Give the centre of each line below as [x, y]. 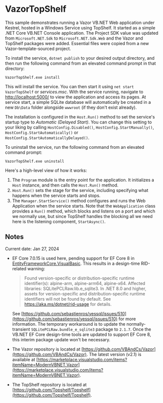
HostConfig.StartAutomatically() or [42, 132]
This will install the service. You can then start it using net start [70, 86]
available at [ [25, 359]
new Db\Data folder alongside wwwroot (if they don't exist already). [71, 107]
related [19, 268]
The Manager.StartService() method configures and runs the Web [79, 201]
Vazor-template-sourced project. [38, 48]
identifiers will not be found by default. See [68, 299]
